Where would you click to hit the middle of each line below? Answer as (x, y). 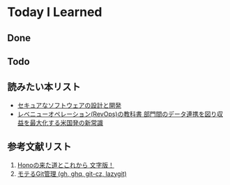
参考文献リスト (39, 147)
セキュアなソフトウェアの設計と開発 (69, 105)
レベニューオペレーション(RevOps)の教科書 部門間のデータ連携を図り (117, 114)
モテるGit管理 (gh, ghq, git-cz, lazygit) (72, 173)
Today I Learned (55, 12)
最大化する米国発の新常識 (66, 122)
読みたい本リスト (44, 87)
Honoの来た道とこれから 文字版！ (66, 165)
